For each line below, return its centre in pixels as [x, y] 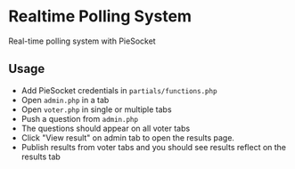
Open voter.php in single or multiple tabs [96, 109]
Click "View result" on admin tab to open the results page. [128, 137]
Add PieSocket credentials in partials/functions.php [119, 90]
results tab [41, 157]
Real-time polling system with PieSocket [82, 41]
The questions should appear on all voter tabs [106, 128]
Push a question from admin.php [80, 118]
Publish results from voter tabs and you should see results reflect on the [154, 147]
